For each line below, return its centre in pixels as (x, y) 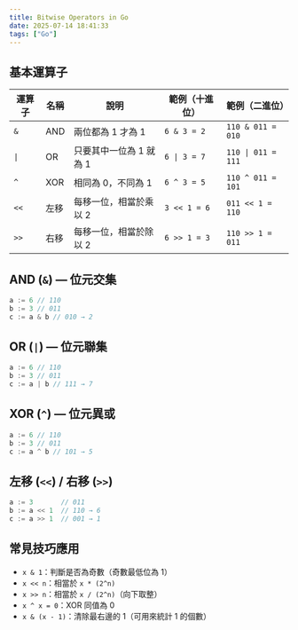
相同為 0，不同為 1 (113, 183)
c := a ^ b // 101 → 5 (51, 452)
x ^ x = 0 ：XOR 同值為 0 (68, 605)
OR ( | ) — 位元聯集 (59, 347)
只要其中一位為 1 (109, 151)
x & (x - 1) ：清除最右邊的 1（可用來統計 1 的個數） (116, 616)
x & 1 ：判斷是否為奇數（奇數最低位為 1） (97, 571)
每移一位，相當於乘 (114, 202)
